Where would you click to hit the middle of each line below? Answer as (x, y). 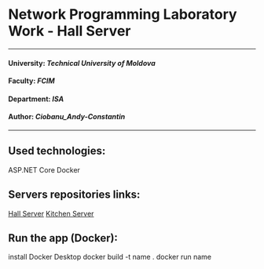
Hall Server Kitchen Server (51, 213)
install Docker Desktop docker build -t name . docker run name (110, 257)
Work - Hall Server (70, 31)
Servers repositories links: (74, 195)
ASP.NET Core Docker (44, 169)
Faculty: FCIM (31, 81)
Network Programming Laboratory (123, 15)
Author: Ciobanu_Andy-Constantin (67, 117)
